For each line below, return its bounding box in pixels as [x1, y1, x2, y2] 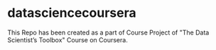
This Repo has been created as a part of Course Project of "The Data [7, 28, 210, 37]
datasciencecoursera [7, 5, 136, 21]
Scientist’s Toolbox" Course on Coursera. [7, 35, 128, 44]
